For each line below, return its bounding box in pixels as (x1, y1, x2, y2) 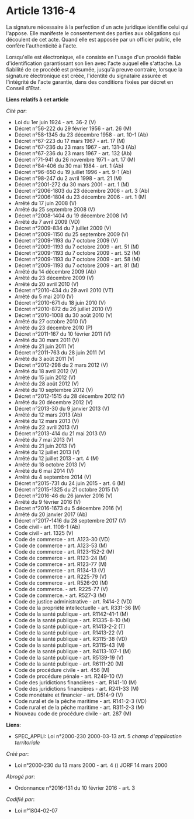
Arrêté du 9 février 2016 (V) (14, 498, 81, 505)
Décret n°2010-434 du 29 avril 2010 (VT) (14, 286, 114, 294)
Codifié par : (6, 796, 35, 803)
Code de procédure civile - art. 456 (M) (14, 666, 110, 673)
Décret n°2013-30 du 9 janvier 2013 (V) (14, 405, 110, 412)
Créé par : (6, 750, 29, 757)
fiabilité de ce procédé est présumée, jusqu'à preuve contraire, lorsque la (6, 66, 183, 73)
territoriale (14, 739, 40, 746)
